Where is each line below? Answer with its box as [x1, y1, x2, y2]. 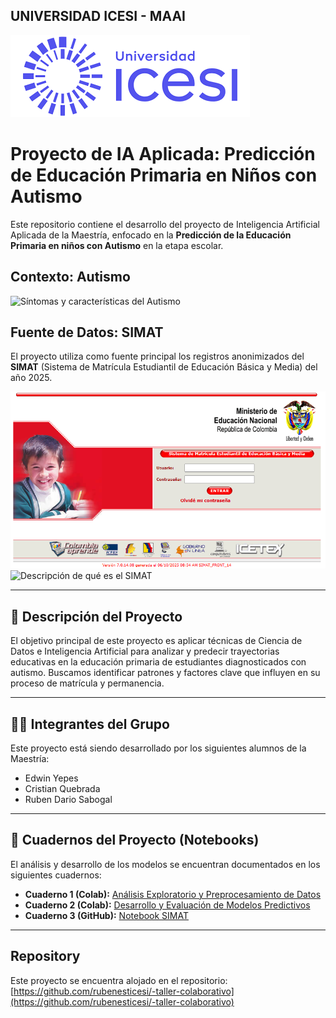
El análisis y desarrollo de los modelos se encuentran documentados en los [10, 858, 321, 870]
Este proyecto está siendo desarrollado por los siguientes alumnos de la [10, 742, 307, 754]
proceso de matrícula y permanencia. [10, 677, 165, 689]
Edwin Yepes [24, 772, 79, 784]
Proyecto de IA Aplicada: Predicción [10, 143, 316, 165]
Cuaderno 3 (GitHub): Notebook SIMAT [24, 909, 190, 921]
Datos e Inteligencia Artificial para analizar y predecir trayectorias [10, 645, 280, 658]
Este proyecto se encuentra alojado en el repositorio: [10, 974, 228, 986]
